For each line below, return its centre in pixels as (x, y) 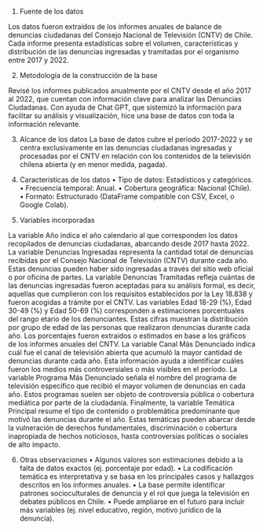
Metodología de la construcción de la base (88, 75)
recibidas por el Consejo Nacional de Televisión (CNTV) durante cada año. (128, 260)
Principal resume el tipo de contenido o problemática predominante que (124, 411)
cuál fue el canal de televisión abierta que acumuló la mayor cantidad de (125, 352)
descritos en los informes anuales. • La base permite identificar (122, 485)
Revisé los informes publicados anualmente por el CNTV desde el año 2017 (130, 91)
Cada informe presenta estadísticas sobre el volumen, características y (123, 43)
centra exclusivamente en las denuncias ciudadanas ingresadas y (126, 148)
